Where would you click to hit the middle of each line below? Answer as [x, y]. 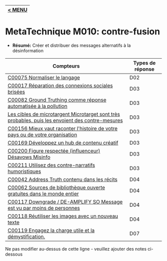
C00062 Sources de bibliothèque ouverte [56, 187]
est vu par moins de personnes [44, 208]
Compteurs [66, 66]
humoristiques [24, 171]
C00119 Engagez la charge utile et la [51, 230]
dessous [14, 254]
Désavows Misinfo [29, 157]
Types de [145, 63]
